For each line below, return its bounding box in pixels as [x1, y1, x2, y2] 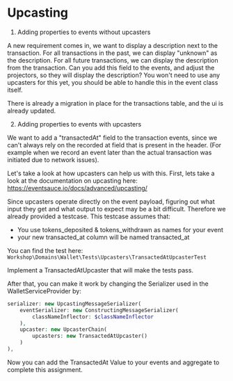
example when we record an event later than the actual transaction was [7, 148, 212, 156]
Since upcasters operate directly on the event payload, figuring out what [7, 197, 216, 206]
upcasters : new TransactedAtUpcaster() [32, 332, 148, 340]
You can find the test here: [7, 246, 83, 254]
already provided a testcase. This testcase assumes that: [7, 212, 170, 220]
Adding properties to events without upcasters [17, 28, 151, 36]
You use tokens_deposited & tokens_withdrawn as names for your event [17, 225, 224, 234]
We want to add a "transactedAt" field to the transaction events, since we [7, 133, 218, 142]
